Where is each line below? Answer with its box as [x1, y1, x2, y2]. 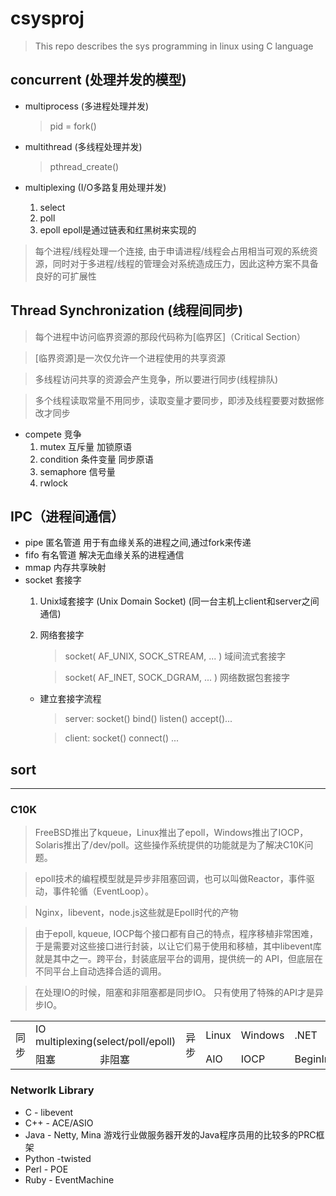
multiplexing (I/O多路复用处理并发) [24, 181, 167, 193]
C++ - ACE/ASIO [24, 1117, 94, 1129]
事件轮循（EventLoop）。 [52, 885, 155, 897]
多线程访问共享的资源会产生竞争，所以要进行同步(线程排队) [34, 373, 279, 385]
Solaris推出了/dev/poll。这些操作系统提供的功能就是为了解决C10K [34, 839, 305, 851]
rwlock [39, 477, 68, 489]
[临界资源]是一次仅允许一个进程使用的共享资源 [34, 352, 227, 364]
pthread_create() [49, 160, 120, 172]
